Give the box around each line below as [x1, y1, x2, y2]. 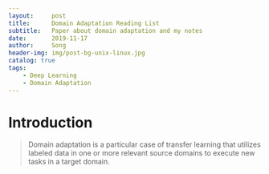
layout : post [8, 11, 67, 20]
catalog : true [8, 57, 56, 65]
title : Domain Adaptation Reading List [8, 19, 160, 27]
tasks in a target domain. [27, 157, 110, 167]
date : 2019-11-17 [8, 34, 88, 42]
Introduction [8, 113, 93, 132]
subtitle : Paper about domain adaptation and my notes [8, 26, 203, 34]
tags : [8, 64, 26, 72]
